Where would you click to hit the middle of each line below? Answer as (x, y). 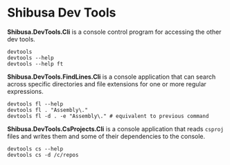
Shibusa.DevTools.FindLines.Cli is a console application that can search (112, 77)
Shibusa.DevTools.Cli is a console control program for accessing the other (114, 32)
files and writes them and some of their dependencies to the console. (106, 136)
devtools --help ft (35, 64)
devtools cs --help (35, 149)
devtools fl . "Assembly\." (48, 110)
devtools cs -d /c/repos (43, 155)
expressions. (25, 91)
